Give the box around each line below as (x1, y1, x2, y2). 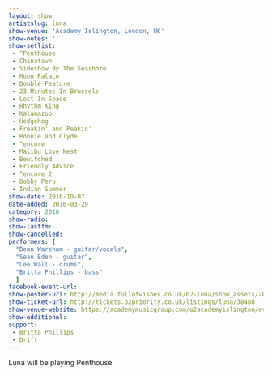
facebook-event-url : (8, 283, 79, 292)
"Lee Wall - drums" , (15, 260, 85, 268)
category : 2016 (8, 207, 60, 215)
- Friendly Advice (11, 163, 74, 171)
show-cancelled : (8, 230, 63, 239)
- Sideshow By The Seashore (11, 65, 107, 73)
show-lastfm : (8, 223, 53, 231)
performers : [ (8, 238, 57, 246)
